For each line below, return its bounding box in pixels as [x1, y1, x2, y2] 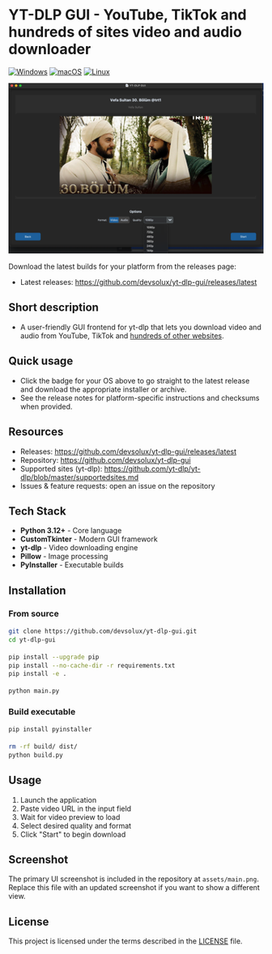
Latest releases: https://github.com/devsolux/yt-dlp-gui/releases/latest [19, 278, 257, 287]
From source [8, 608, 59, 619]
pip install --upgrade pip [8, 653, 100, 661]
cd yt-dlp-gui [8, 635, 57, 644]
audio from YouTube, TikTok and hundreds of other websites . [19, 330, 224, 341]
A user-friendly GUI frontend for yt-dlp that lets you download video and [19, 322, 261, 332]
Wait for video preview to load [19, 812, 121, 822]
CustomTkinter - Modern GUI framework [19, 534, 158, 544]
